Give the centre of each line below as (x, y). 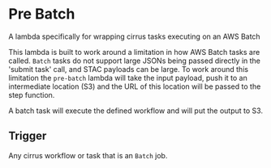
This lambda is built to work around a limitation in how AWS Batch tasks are (134, 52)
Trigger (28, 136)
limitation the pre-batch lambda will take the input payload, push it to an (128, 78)
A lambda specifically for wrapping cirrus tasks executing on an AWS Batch (135, 36)
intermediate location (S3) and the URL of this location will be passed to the (135, 86)
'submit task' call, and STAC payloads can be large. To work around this (129, 69)
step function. (32, 94)
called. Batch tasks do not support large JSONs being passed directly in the (135, 61)
